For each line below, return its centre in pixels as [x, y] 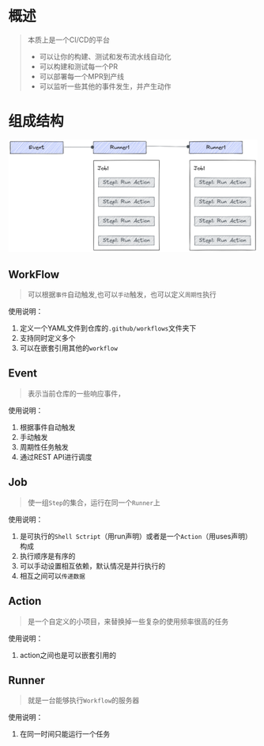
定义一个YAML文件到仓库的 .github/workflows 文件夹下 [108, 328]
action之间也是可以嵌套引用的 [68, 655]
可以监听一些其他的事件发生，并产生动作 [105, 86]
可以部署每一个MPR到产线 [82, 76]
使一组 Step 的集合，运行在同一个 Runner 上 [94, 502]
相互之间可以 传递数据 [52, 576]
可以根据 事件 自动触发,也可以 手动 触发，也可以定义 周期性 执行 [122, 295]
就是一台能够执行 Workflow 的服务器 [83, 700]
